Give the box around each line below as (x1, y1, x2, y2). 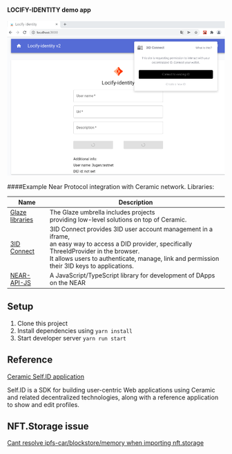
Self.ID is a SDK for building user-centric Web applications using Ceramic (7, 385, 215, 394)
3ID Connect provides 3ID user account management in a (49, 225, 213, 233)
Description (118, 198, 153, 206)
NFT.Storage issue (7, 420, 89, 432)
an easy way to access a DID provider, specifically (49, 239, 193, 248)
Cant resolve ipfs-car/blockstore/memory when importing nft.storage (7, 439, 204, 447)
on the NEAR (49, 279, 86, 287)
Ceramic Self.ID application (7, 372, 85, 381)
